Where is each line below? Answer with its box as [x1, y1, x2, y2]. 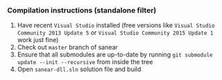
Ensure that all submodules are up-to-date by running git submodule [17, 50, 213, 59]
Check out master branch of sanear [17, 43, 118, 52]
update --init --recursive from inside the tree [17, 58, 153, 66]
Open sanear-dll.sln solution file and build [17, 65, 142, 74]
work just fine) [17, 36, 59, 44]
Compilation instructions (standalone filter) [7, 6, 157, 15]
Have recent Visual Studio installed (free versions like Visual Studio [17, 21, 215, 30]
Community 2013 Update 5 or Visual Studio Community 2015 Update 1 [17, 28, 214, 37]
